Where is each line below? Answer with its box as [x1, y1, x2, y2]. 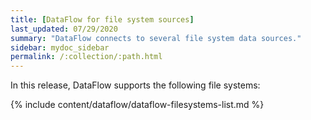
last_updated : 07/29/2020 [10, 24, 118, 34]
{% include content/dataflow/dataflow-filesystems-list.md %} [10, 99, 265, 111]
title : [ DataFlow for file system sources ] [10, 14, 195, 25]
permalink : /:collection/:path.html [10, 52, 163, 62]
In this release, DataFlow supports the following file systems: [10, 79, 261, 91]
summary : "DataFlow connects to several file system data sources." [10, 33, 302, 43]
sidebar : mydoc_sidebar [10, 42, 110, 53]
